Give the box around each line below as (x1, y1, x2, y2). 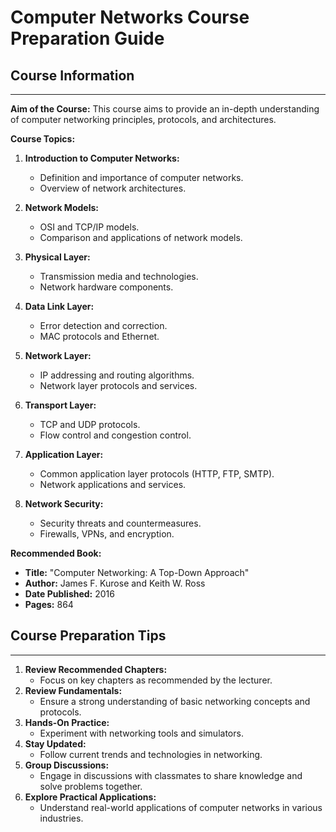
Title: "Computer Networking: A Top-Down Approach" (24, 567, 250, 578)
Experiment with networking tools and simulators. (39, 727, 244, 739)
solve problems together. (39, 780, 143, 792)
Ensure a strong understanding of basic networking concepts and (39, 695, 311, 707)
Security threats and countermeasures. (39, 517, 202, 529)
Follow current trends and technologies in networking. (39, 748, 263, 760)
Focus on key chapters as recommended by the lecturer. (39, 674, 273, 686)
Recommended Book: (10, 547, 102, 559)
